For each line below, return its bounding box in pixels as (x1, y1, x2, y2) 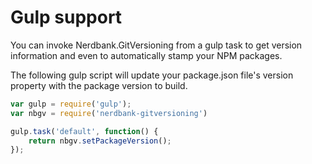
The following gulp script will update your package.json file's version (10, 69, 294, 81)
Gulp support (10, 6, 123, 29)
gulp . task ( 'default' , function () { (10, 126, 159, 136)
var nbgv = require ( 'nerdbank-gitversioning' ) (10, 108, 208, 118)
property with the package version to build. (10, 79, 188, 91)
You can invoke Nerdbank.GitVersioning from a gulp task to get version (10, 39, 303, 51)
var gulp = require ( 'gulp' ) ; (10, 99, 132, 109)
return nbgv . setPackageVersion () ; (28, 136, 172, 146)
